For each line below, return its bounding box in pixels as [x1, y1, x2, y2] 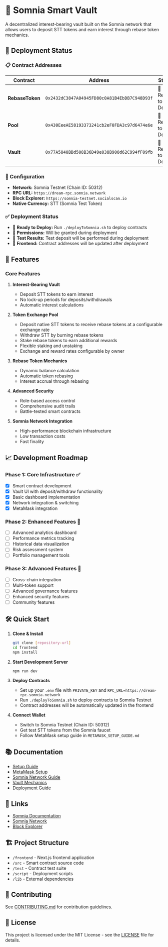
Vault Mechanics [12, 780, 47, 786]
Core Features [5, 270, 40, 277]
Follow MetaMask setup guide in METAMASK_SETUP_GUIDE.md [19, 732, 139, 739]
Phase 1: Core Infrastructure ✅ [5, 471, 81, 478]
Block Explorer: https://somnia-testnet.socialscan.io [12, 195, 127, 201]
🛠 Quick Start [5, 615, 49, 623]
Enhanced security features [12, 594, 70, 599]
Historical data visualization [12, 541, 69, 547]
